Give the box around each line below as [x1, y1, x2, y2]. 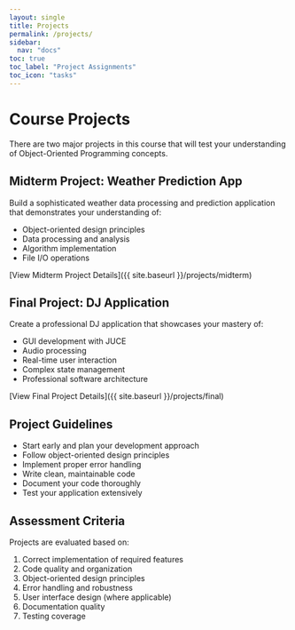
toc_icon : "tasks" [9, 71, 77, 80]
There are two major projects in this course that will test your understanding [9, 139, 286, 149]
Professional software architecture [21, 374, 149, 385]
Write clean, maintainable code [21, 468, 136, 480]
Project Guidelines [9, 417, 113, 432]
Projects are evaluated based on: [9, 537, 130, 547]
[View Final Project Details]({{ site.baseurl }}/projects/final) [9, 391, 224, 402]
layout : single [9, 12, 66, 22]
